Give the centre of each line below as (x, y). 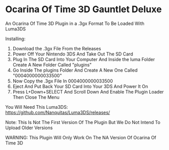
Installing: (15, 39)
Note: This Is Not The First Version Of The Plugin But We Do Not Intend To (83, 122)
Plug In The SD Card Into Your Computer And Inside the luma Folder (84, 59)
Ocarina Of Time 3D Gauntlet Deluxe (83, 9)
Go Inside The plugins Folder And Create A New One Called (75, 70)
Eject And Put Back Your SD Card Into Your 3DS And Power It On (80, 86)
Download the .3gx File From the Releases (57, 48)
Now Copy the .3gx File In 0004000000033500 (63, 81)
